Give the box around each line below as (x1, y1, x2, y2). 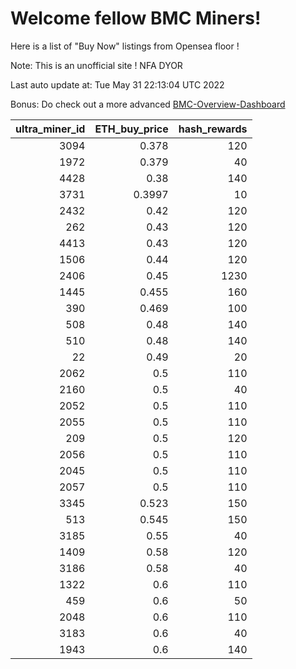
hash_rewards (178, 122, 248, 136)
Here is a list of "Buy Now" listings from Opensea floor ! (10, 40, 240, 52)
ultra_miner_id (15, 122, 86, 136)
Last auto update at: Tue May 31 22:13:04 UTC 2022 (10, 78, 225, 91)
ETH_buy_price (94, 122, 169, 136)
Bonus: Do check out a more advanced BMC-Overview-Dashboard (10, 98, 286, 110)
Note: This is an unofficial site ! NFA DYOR (10, 59, 183, 71)
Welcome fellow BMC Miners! (10, 7, 262, 30)
